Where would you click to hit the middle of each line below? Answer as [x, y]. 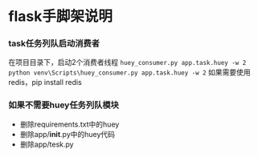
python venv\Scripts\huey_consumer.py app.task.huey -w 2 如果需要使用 [129, 72]
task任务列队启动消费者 [54, 43]
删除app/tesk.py [47, 144]
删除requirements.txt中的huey [70, 124]
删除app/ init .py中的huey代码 [67, 134]
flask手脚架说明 [60, 16]
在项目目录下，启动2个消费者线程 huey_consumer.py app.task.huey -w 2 [127, 62]
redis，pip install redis [45, 83]
